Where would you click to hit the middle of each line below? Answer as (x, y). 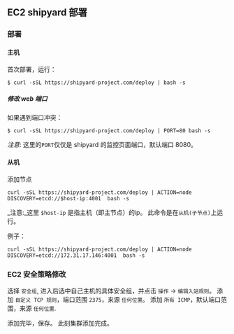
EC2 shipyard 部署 (47, 13)
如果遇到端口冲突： (35, 118)
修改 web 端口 (27, 99)
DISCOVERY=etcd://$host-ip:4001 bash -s (68, 198)
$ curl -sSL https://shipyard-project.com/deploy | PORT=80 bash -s (109, 131)
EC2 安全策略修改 (37, 274)
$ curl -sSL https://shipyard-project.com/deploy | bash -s (97, 83)
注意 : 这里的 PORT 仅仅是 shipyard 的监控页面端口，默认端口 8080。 (102, 145)
